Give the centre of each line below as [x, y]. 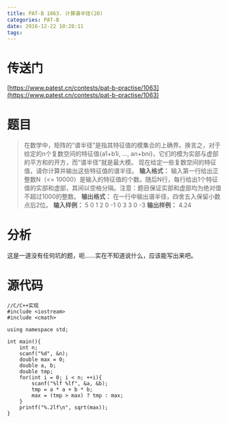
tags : [15, 33]
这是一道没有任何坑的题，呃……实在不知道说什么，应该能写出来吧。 [102, 256]
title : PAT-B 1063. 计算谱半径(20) [55, 13]
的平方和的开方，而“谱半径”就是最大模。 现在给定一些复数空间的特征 [120, 162]
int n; [29, 348]
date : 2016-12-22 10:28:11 [45, 26]
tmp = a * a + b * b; [62, 389]
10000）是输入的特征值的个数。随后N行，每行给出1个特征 [137, 179]
